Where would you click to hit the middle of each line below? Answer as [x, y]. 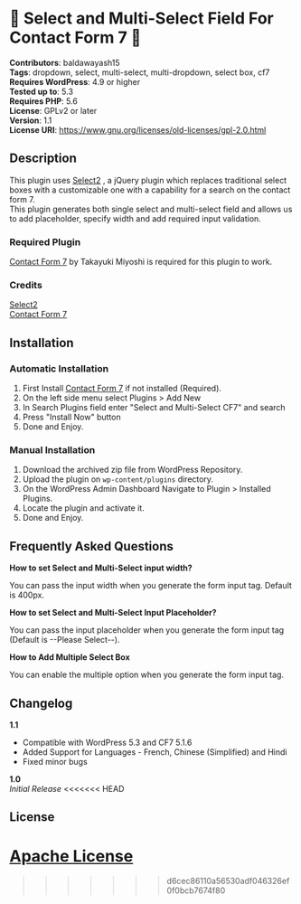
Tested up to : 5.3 [42, 91]
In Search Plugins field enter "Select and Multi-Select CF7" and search [154, 408]
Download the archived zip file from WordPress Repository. [132, 470]
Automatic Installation [59, 368]
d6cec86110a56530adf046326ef [228, 881]
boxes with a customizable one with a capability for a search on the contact [150, 190]
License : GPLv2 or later [53, 110]
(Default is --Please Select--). [65, 640]
